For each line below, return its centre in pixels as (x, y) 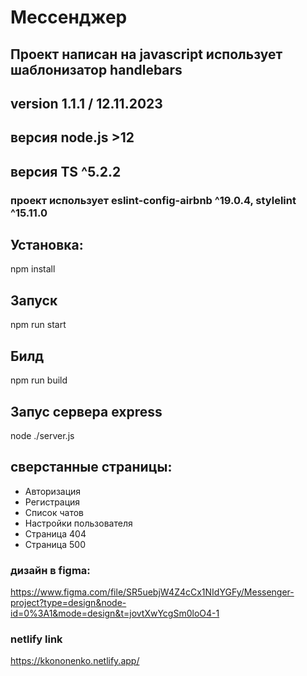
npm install (33, 269)
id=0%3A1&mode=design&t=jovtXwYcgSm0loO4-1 (115, 613)
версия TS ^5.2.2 (66, 171)
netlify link (36, 639)
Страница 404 (55, 533)
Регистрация (52, 502)
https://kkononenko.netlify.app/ (75, 661)
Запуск (34, 300)
